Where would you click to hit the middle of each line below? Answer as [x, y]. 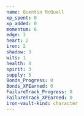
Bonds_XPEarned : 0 [30, 87]
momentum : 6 [21, 29]
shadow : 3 [19, 52]
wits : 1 [16, 58]
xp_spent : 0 [21, 18]
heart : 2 [17, 41]
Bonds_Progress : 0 [30, 80]
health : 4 [19, 63]
